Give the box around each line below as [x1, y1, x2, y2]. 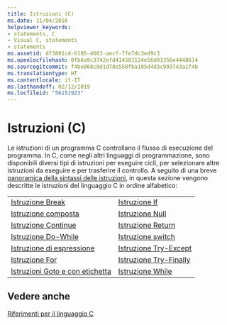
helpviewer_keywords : [7, 23, 72, 31]
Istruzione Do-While [11, 232, 79, 242]
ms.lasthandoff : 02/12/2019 [7, 83, 91, 90]
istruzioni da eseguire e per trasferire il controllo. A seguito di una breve [7, 166, 217, 175]
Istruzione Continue [11, 221, 77, 231]
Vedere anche [7, 290, 71, 302]
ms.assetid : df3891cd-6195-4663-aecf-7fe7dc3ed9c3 [7, 50, 160, 57]
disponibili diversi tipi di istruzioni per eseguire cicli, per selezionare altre [7, 159, 220, 167]
